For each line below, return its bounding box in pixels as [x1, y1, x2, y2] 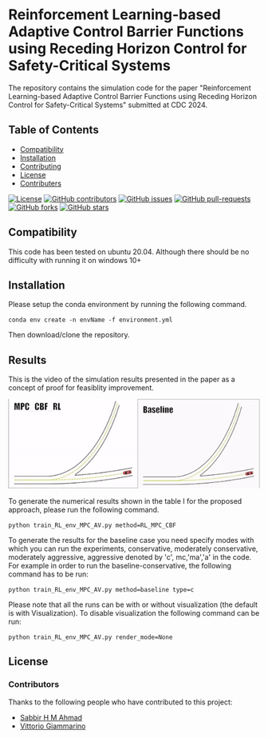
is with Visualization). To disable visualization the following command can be [8, 608, 260, 618]
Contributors [8, 679, 60, 690]
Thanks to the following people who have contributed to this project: [8, 697, 233, 707]
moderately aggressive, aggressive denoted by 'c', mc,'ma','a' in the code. [8, 553, 252, 562]
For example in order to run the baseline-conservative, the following [8, 561, 232, 571]
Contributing [19, 162, 61, 171]
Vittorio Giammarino [19, 721, 86, 731]
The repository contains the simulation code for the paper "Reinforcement [8, 82, 251, 93]
